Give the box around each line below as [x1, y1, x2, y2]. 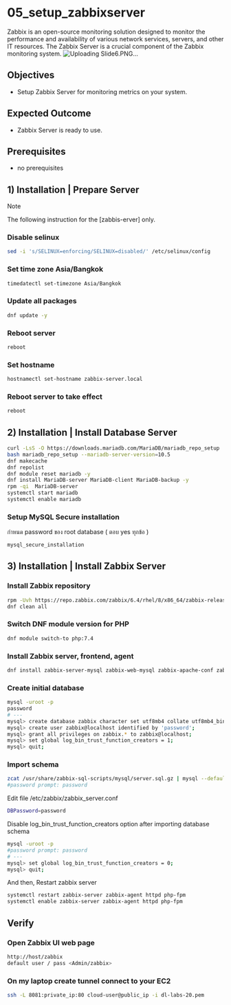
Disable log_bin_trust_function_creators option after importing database [7, 820, 210, 828]
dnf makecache [7, 457, 48, 465]
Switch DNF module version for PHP [7, 619, 129, 629]
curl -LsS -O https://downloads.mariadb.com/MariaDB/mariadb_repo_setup [7, 445, 220, 452]
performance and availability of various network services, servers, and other [7, 34, 224, 43]
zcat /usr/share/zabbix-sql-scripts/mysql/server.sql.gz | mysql [7, 775, 198, 782]
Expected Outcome [7, 108, 91, 120]
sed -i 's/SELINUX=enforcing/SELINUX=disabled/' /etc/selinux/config [7, 248, 211, 255]
